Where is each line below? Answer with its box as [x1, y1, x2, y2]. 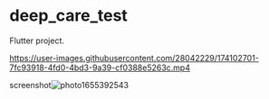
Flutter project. [9, 35, 65, 46]
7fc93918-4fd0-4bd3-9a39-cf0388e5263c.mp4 [9, 62, 190, 73]
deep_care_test [9, 5, 129, 26]
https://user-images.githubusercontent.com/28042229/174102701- [9, 52, 260, 63]
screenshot [9, 79, 52, 90]
